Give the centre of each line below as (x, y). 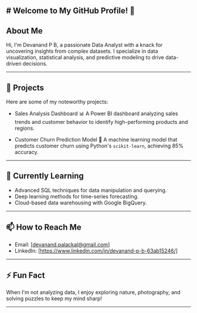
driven (14, 64)
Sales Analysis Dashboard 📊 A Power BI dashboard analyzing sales (96, 114)
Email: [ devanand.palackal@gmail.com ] (62, 244)
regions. (25, 128)
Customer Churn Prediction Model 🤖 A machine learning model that (96, 140)
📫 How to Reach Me (44, 228)
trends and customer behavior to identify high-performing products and (101, 122)
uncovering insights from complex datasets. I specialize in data (82, 51)
